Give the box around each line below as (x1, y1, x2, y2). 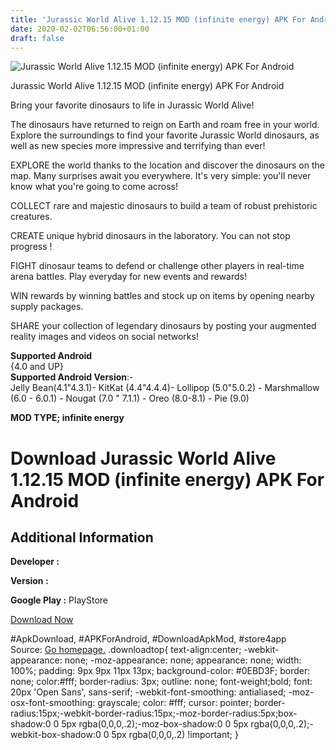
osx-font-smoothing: (10, 697, 96, 709)
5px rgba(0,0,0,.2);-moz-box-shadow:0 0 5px (61, 718, 249, 730)
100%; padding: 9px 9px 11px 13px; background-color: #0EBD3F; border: (10, 665, 311, 677)
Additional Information (10, 529, 154, 546)
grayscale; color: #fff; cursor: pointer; (97, 697, 252, 709)
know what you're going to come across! (10, 181, 179, 193)
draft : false (10, 33, 65, 43)
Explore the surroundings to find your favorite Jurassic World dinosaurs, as (10, 129, 320, 141)
